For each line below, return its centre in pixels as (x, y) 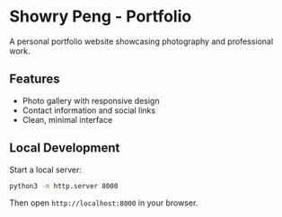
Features (35, 79)
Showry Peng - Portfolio (101, 17)
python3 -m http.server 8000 (64, 186)
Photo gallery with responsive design (91, 100)
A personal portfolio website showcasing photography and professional (141, 41)
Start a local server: (46, 169)
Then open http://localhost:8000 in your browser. (104, 203)
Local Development (65, 148)
